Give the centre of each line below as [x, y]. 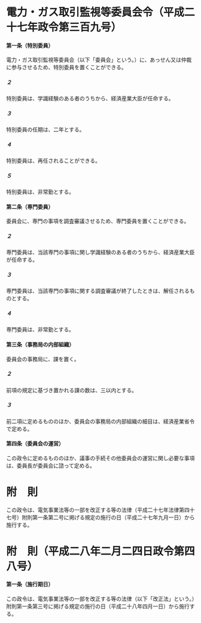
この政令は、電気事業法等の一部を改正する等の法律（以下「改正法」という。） [100, 599]
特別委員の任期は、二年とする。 [45, 130]
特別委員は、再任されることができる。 [53, 161]
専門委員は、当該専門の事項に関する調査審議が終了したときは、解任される [98, 291]
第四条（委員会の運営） [35, 444]
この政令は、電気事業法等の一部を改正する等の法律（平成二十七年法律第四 [98, 510]
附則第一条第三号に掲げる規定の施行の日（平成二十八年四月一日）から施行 [98, 606]
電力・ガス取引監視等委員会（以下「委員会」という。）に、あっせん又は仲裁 [99, 60]
